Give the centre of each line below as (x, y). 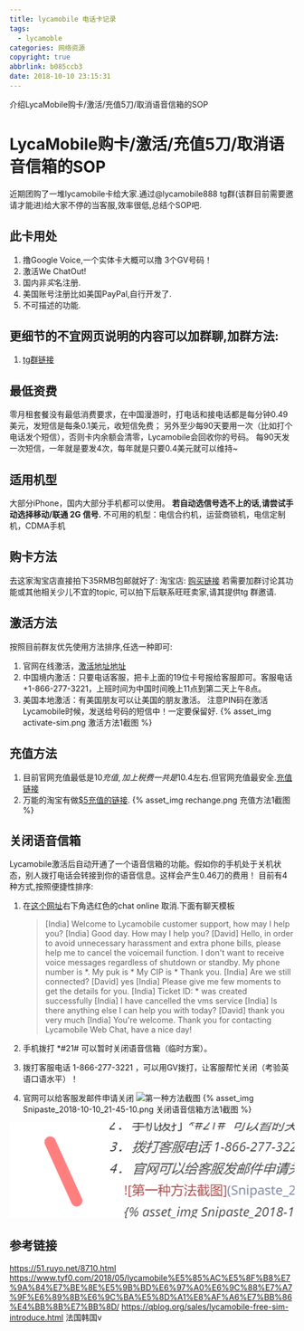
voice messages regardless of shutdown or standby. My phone (162, 963)
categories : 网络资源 (47, 48)
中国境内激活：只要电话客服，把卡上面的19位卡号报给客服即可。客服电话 (157, 677)
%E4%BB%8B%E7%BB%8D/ (64, 1307)
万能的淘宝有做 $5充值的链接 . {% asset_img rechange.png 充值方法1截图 (157, 800)
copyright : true (40, 57)
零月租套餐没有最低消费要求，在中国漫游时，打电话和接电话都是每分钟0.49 (149, 414)
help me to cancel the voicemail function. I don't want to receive (165, 953)
